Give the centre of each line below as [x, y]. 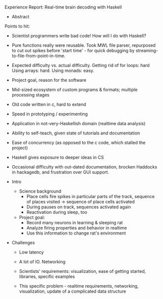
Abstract [20, 17]
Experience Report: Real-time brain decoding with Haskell [63, 7]
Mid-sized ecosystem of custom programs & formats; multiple [75, 90]
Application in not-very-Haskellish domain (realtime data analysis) [79, 123]
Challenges [23, 243]
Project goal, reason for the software [49, 80]
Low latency [31, 252]
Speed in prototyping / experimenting [50, 114]
